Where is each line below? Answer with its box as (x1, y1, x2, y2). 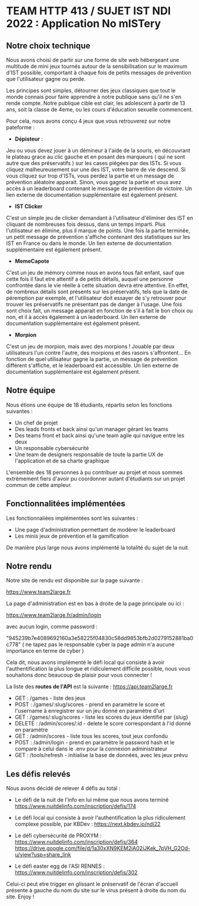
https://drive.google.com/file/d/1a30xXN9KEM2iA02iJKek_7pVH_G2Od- (14, 845, 191, 852)
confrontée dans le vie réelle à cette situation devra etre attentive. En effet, (6, 282, 189, 288)
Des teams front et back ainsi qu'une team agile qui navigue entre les (14, 432, 185, 439)
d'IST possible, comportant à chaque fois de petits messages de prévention (6, 69, 191, 76)
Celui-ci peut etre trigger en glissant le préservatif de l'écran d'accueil (6, 880, 178, 888)
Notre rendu (6, 561, 52, 572)
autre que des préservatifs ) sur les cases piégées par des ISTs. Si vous (6, 160, 182, 166)
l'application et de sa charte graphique (14, 457, 110, 464)
